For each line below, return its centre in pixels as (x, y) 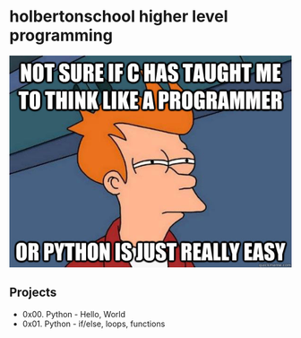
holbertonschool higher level (119, 17)
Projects (33, 293)
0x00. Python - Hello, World (74, 314)
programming (61, 35)
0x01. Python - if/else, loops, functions (94, 324)
